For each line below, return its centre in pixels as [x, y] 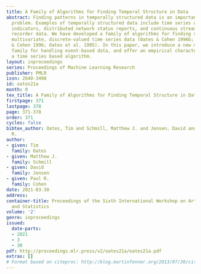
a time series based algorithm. [52, 56]
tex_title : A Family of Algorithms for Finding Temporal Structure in [96, 95]
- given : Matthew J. [32, 156]
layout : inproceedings [34, 62]
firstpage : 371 [25, 101]
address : [17, 195]
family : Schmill [32, 162]
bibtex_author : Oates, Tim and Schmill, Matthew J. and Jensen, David [96, 129]
